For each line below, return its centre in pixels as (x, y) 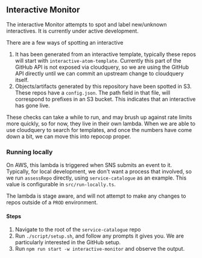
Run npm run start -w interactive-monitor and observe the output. (100, 249)
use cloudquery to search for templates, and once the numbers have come (99, 130)
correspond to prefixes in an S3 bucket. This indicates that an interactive (105, 99)
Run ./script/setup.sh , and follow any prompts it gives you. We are (99, 236)
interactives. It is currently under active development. (72, 31)
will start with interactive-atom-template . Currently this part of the (98, 60)
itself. (22, 80)
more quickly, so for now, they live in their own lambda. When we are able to (101, 124)
